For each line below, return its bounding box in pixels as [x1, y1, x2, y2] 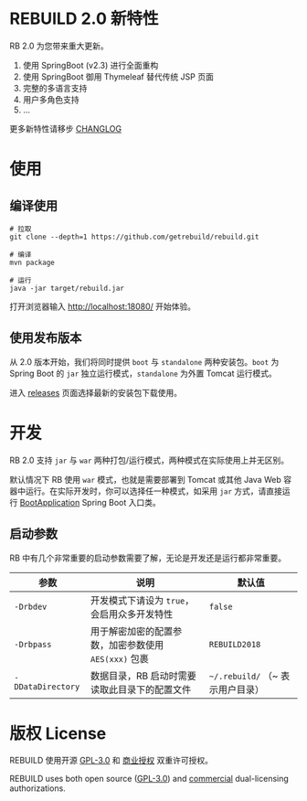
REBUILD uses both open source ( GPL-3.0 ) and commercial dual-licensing [9, 774, 290, 785]
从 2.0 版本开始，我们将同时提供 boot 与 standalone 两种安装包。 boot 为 [9, 356, 280, 367]
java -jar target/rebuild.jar [9, 283, 125, 293]
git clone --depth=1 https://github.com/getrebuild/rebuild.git [9, 232, 259, 241]
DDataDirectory [14, 681, 80, 691]
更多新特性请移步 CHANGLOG [9, 123, 122, 133]
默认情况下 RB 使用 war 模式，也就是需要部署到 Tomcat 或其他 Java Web [9, 474, 281, 485]
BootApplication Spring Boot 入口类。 [19, 497, 162, 507]
